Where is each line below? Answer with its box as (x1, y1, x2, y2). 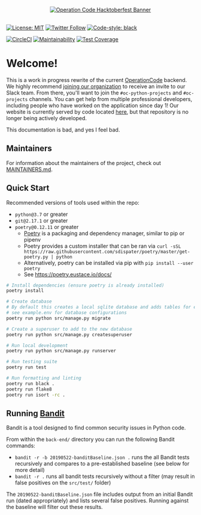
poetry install (6, 288, 44, 294)
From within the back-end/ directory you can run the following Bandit (6, 436, 175, 443)
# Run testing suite (6, 359, 58, 365)
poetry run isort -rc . (6, 392, 66, 398)
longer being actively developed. (6, 114, 87, 121)
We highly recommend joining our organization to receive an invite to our (6, 83, 185, 90)
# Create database (6, 298, 52, 304)
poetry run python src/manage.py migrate (6, 315, 111, 321)
